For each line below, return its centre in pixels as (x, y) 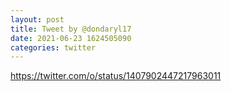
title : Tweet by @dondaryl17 (71, 29)
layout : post (37, 19)
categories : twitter (53, 47)
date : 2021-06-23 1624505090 (71, 38)
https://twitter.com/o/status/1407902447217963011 (116, 76)
